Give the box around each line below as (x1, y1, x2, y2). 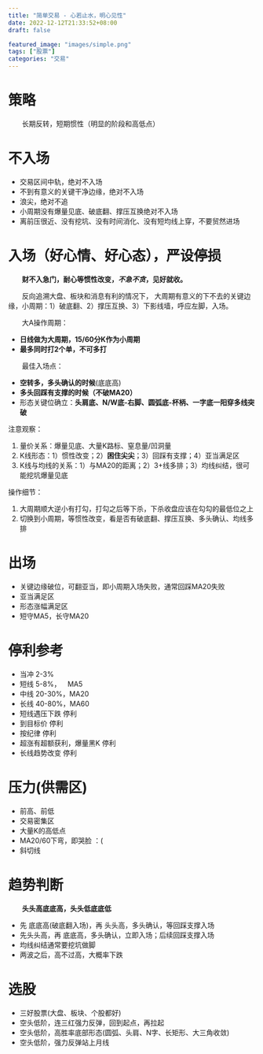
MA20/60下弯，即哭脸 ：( (19, 836, 104, 845)
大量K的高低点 (19, 826, 67, 835)
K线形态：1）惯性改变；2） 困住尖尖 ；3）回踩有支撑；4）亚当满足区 (19, 451, 240, 460)
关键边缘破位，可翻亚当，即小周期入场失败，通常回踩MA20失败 (19, 581, 225, 591)
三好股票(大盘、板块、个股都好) (19, 1008, 122, 1017)
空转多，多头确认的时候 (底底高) (19, 377, 122, 387)
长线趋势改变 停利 (19, 748, 77, 757)
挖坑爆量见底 (26, 470, 68, 480)
